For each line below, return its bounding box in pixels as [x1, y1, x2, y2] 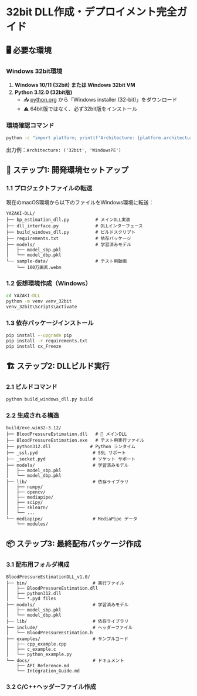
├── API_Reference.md [16, 663, 69, 669]
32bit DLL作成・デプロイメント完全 [6, 5, 177, 19]
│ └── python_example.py [6, 651, 72, 658]
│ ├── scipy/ [6, 500, 43, 506]
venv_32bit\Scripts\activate [6, 304, 77, 310]
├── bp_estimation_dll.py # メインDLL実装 [6, 217, 131, 223]
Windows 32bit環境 [6, 67, 63, 75]
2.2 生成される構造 [6, 412, 60, 420]
